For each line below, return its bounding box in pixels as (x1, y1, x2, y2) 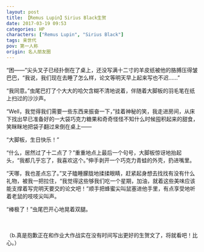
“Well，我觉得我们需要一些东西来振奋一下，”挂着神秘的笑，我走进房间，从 (6, 108, 190, 115)
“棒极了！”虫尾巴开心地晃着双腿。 (6, 206, 91, 213)
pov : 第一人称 (6, 43, 38, 50)
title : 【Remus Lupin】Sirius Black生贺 (6, 15, 107, 21)
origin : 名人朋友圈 (6, 49, 51, 55)
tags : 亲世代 (6, 37, 37, 43)
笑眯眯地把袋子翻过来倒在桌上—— (6, 123, 92, 130)
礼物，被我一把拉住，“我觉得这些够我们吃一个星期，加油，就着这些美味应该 (6, 177, 196, 184)
